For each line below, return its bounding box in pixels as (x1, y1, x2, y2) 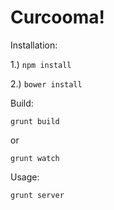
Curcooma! (10, 6, 105, 29)
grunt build (10, 116, 60, 126)
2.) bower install (10, 77, 83, 90)
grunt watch (10, 153, 60, 163)
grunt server (10, 190, 65, 200)
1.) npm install (10, 58, 72, 70)
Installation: (10, 39, 58, 51)
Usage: (10, 171, 40, 183)
